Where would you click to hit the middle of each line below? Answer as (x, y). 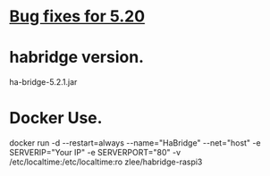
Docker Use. (56, 118)
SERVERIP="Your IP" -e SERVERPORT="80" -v (95, 153)
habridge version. (77, 58)
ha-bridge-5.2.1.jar (43, 82)
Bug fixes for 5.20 (77, 17)
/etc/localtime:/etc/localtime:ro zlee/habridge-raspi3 (106, 162)
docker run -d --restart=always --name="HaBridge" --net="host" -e (135, 143)
